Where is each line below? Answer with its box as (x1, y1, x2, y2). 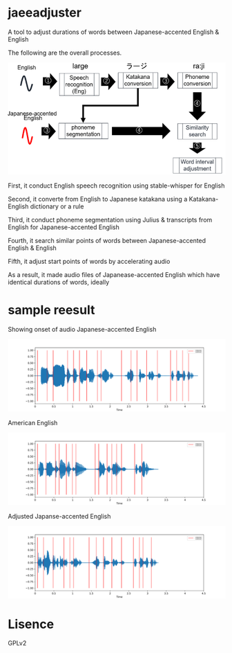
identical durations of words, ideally (8, 278, 110, 287)
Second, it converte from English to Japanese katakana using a (8, 195, 188, 204)
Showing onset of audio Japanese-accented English (8, 325, 157, 334)
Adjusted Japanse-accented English (8, 512, 111, 520)
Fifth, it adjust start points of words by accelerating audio (8, 258, 171, 266)
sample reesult (8, 303, 95, 318)
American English (8, 418, 58, 427)
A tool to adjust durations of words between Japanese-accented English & (8, 28, 220, 36)
